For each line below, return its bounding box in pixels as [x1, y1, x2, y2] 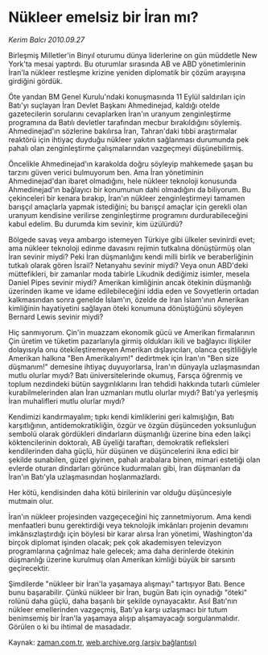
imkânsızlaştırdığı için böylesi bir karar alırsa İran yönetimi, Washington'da [8, 529, 254, 539]
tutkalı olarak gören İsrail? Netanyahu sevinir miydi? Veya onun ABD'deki [8, 260, 249, 270]
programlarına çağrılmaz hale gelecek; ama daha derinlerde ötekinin [8, 546, 235, 556]
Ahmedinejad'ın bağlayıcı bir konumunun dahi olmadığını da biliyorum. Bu [8, 184, 251, 194]
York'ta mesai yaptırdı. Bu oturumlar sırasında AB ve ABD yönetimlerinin [8, 59, 246, 69]
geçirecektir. [8, 563, 50, 573]
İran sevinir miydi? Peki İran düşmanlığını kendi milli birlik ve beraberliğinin [8, 251, 254, 262]
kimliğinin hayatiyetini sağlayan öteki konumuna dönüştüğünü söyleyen [8, 303, 244, 313]
